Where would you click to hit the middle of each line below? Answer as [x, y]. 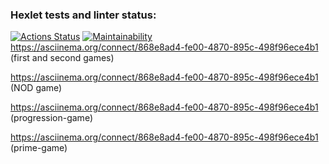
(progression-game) [51, 118]
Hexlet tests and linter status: [83, 15]
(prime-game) [39, 148]
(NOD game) [36, 88]
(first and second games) [62, 58]
